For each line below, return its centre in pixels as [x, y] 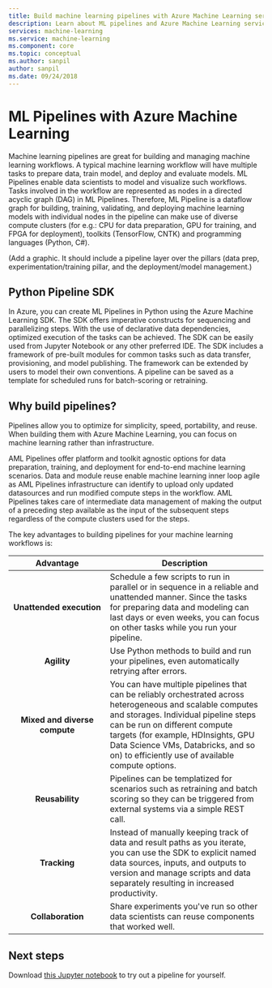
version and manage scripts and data [180, 873]
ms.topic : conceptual [45, 54]
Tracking [57, 863]
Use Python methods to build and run [181, 651]
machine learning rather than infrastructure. [81, 443]
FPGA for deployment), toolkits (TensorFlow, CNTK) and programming [125, 234]
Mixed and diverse [57, 720]
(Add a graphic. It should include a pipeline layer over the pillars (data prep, [134, 258]
